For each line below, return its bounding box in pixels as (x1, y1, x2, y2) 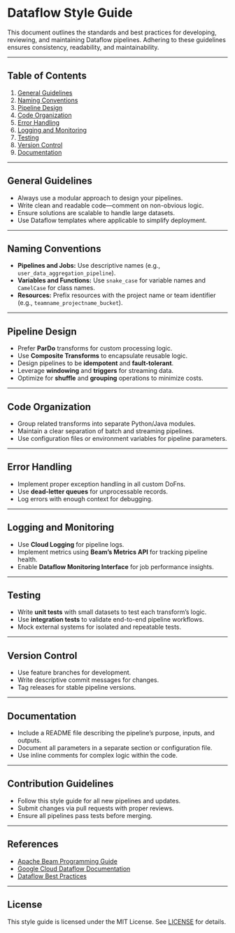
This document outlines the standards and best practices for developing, (7, 28, 217, 36)
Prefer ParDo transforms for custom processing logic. (17, 344, 173, 353)
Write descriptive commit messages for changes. (17, 676, 159, 684)
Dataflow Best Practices (17, 871, 87, 880)
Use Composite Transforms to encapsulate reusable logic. (17, 352, 187, 360)
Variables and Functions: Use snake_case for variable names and (17, 276, 206, 285)
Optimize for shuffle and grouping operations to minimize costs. (17, 374, 204, 383)
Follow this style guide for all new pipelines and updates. (17, 796, 181, 805)
